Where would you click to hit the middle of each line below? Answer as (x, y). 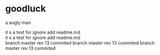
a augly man (18, 22)
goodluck (26, 9)
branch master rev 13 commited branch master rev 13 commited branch (80, 42)
